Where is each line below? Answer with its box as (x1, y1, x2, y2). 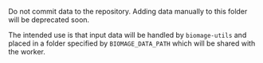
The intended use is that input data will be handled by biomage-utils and (8, 31, 247, 39)
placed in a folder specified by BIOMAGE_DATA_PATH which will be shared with (8, 39, 256, 48)
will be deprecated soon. (8, 15, 90, 24)
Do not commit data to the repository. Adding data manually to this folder (8, 7, 248, 16)
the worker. (8, 47, 46, 56)
